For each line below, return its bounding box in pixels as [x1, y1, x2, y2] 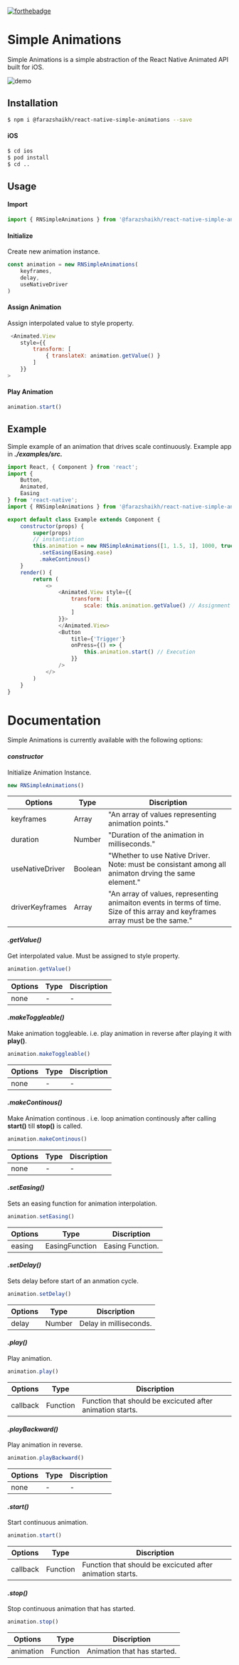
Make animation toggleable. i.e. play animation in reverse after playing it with [7, 1029, 232, 1037]
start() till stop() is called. [7, 1121, 83, 1130]
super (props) [33, 529, 72, 536]
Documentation [7, 712, 102, 728]
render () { [20, 569, 53, 576]
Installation [7, 97, 58, 110]
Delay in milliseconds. [79, 1318, 152, 1328]
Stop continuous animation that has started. [7, 1604, 136, 1613]
